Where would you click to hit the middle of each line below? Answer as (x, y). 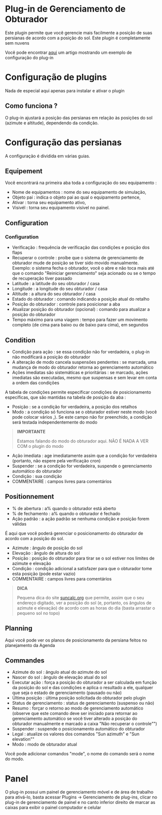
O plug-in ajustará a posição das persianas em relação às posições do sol (79, 118)
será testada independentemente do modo (55, 422)
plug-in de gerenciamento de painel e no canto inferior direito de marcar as (80, 802)
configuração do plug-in (29, 57)
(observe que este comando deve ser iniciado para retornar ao (75, 713)
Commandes (25, 660)
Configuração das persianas (64, 142)
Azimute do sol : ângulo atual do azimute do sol (59, 672)
